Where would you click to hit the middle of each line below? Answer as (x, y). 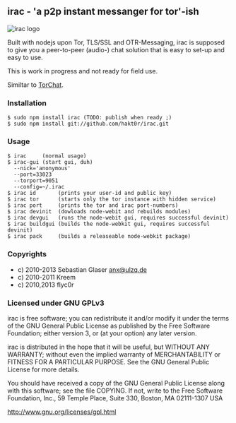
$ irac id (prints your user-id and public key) (90, 193)
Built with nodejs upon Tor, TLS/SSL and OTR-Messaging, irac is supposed (116, 42)
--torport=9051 (36, 181)
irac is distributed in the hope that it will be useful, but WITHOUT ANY (108, 347)
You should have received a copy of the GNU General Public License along (116, 383)
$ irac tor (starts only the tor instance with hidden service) (112, 199)
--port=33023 (33, 175)
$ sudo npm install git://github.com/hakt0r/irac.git (88, 124)
